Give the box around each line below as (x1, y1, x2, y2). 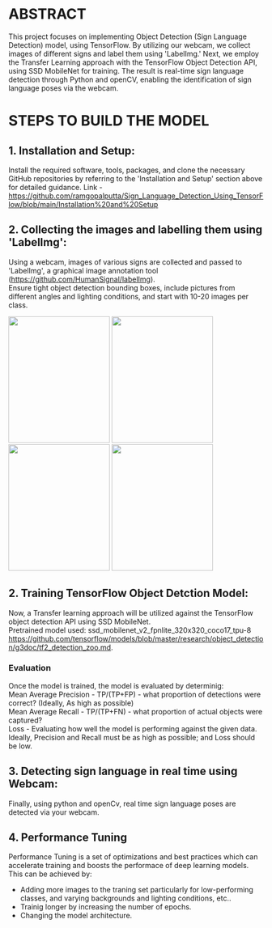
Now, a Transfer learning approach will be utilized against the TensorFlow (8, 608, 253, 617)
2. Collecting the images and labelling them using (8, 223, 263, 237)
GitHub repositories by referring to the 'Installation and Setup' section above (8, 173, 263, 183)
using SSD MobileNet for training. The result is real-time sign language (8, 66, 244, 75)
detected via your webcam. (8, 807, 100, 817)
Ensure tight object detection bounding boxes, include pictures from (8, 282, 236, 292)
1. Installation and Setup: (8, 143, 135, 158)
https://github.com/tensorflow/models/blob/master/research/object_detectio (8, 633, 264, 643)
